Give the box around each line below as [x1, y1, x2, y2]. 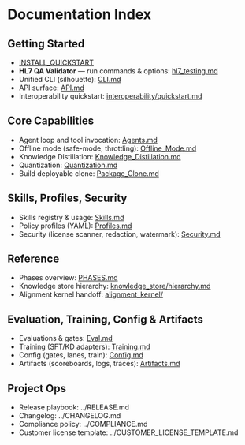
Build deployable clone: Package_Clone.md [18, 168, 159, 178]
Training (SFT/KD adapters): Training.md [18, 342, 150, 352]
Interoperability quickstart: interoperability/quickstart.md [18, 92, 202, 100]
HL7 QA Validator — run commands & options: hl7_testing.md [18, 66, 218, 76]
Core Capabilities [7, 114, 95, 128]
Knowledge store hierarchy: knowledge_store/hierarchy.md [18, 282, 211, 291]
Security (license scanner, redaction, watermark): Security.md [18, 229, 221, 238]
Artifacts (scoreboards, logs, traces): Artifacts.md [18, 359, 180, 368]
